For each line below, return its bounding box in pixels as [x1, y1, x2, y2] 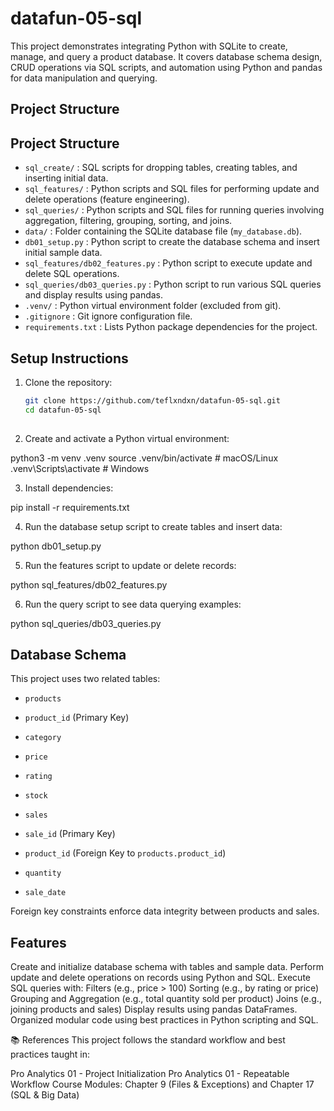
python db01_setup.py [10, 540, 102, 552]
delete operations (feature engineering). [24, 193, 190, 206]
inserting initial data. [24, 172, 109, 184]
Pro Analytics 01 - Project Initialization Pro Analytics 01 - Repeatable [10, 1068, 290, 1080]
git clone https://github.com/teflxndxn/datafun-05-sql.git [24, 395, 281, 406]
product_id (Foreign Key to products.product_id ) [24, 847, 227, 859]
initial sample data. [24, 247, 103, 259]
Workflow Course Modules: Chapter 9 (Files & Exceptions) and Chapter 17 [10, 1078, 315, 1091]
